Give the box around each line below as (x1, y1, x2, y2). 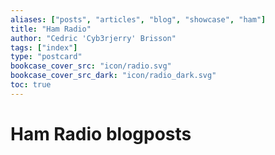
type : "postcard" (10, 52, 83, 62)
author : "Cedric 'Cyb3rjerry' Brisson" (10, 33, 177, 43)
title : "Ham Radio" (10, 24, 92, 34)
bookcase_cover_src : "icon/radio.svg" (10, 61, 172, 71)
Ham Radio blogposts (10, 122, 192, 145)
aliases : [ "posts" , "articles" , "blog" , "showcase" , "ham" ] (10, 14, 267, 25)
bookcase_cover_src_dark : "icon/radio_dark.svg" (10, 71, 217, 81)
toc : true (10, 80, 52, 90)
